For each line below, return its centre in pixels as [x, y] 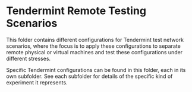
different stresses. [29, 58]
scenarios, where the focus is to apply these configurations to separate [94, 46]
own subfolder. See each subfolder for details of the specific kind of [89, 76]
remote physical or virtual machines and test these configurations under [95, 52]
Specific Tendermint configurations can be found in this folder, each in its [96, 70]
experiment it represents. [37, 82]
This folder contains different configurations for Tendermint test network [95, 40]
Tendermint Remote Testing [76, 11]
